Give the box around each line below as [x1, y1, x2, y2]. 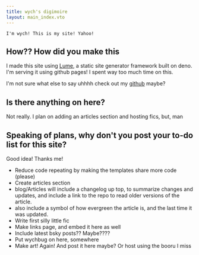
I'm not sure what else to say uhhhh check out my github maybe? [6, 80, 166, 87]
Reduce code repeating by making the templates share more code [14, 167, 177, 174]
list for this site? [6, 139, 67, 149]
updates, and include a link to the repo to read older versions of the [14, 192, 180, 199]
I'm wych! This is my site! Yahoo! [6, 30, 94, 36]
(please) [14, 173, 36, 180]
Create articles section [14, 179, 71, 186]
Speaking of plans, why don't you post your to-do [6, 130, 194, 140]
